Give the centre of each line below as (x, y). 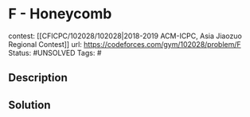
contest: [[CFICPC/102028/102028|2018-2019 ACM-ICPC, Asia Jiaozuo (125, 36)
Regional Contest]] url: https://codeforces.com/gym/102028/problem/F (125, 44)
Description (38, 78)
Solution (29, 105)
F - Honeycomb (60, 14)
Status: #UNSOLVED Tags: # (55, 53)
